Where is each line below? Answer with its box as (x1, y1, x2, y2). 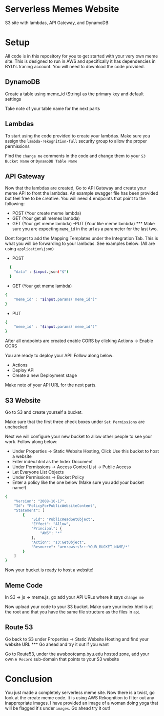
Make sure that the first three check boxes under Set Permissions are (5, 419, 145, 424)
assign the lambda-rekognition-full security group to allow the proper (5, 138, 147, 144)
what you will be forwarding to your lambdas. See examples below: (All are (5, 240, 155, 246)
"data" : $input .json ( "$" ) (14, 269, 69, 274)
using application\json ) (5, 246, 54, 252)
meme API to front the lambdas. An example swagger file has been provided (5, 190, 159, 196)
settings (5, 96, 21, 102)
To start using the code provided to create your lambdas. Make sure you (5, 133, 150, 138)
